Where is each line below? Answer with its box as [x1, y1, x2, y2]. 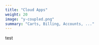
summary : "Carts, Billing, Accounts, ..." [5, 21, 95, 26]
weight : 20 [5, 12, 28, 17]
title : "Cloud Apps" [5, 7, 48, 12]
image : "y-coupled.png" [5, 16, 55, 21]
